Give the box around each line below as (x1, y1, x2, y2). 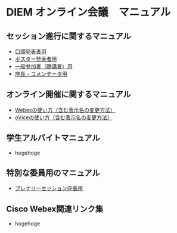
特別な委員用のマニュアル (6, 168, 100, 178)
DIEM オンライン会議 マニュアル (6, 5, 171, 19)
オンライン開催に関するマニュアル (6, 89, 131, 100)
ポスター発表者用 (14, 55, 57, 63)
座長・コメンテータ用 (14, 70, 67, 77)
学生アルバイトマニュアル (6, 133, 100, 143)
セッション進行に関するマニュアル (6, 31, 131, 41)
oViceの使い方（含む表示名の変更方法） (14, 114, 113, 121)
